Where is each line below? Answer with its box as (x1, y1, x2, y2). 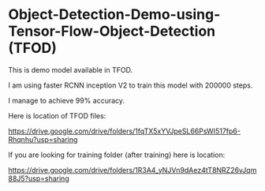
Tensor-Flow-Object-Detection (8, 22, 215, 40)
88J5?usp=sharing (8, 174, 69, 183)
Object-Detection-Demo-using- (8, 6, 221, 24)
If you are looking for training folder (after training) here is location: (8, 150, 226, 159)
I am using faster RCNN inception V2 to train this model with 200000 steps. (8, 81, 253, 90)
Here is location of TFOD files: (8, 110, 106, 120)
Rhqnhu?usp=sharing (8, 134, 78, 144)
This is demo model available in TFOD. (8, 65, 132, 74)
